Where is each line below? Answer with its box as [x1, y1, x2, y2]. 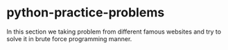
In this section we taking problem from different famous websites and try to [6, 27, 222, 36]
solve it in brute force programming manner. [6, 34, 132, 42]
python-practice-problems [6, 5, 165, 21]
